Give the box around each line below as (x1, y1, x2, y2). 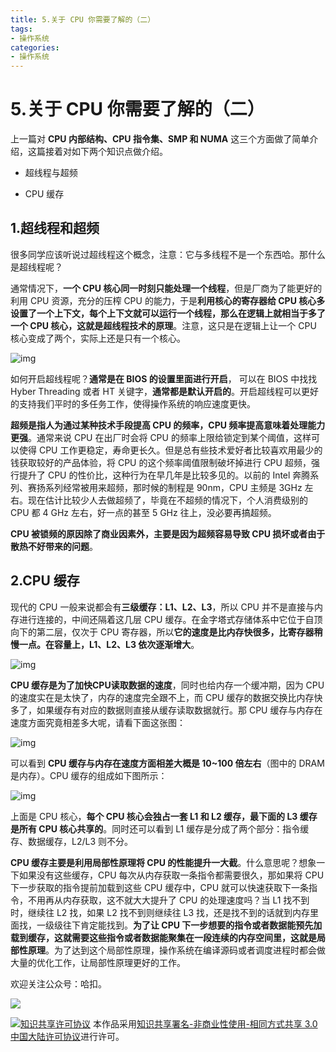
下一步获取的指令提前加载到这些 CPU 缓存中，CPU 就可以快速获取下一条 (10, 881, 309, 893)
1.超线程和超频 (10, 220, 100, 237)
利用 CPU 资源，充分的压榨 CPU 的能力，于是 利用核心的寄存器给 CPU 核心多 (10, 294, 326, 306)
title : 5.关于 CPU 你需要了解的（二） (10, 14, 156, 25)
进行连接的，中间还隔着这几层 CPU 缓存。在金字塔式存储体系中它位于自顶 (18, 613, 323, 625)
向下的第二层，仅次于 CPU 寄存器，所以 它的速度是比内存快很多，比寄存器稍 (10, 626, 323, 638)
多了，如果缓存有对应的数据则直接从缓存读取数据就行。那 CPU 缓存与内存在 (10, 704, 323, 716)
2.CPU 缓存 (10, 572, 80, 590)
